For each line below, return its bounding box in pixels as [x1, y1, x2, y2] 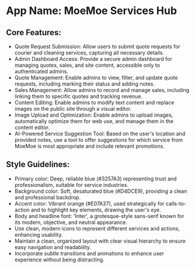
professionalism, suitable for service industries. [14, 181, 129, 188]
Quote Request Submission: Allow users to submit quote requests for [14, 43, 181, 50]
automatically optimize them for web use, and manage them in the [14, 118, 174, 124]
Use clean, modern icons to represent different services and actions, [14, 224, 180, 232]
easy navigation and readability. [14, 243, 92, 250]
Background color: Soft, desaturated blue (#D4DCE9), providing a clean [14, 188, 187, 195]
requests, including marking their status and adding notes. [14, 80, 155, 87]
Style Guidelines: [6, 159, 70, 169]
